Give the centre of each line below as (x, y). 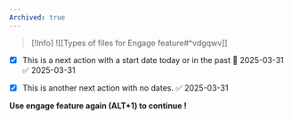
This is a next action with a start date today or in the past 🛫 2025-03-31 (153, 60)
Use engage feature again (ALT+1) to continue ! (98, 105)
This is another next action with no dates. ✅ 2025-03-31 (125, 88)
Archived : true (37, 17)
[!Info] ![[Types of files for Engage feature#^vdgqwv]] (129, 43)
